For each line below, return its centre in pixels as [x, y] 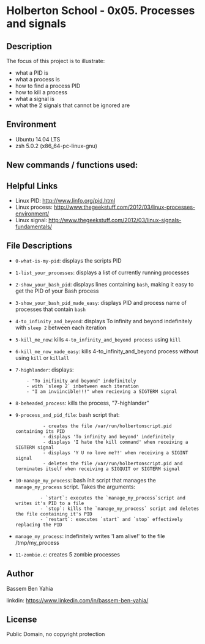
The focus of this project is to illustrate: [56, 61]
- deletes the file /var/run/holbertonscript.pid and [113, 463]
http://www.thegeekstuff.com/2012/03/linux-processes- [125, 207]
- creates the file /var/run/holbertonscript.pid [107, 426]
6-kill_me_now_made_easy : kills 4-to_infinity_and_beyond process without [107, 351]
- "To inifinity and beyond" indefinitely [81, 381]
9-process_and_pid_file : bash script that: [68, 414]
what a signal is [35, 99]
